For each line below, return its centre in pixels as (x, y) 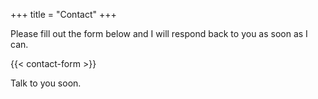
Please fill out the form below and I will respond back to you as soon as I (159, 33)
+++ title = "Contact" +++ (63, 14)
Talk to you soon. (46, 83)
